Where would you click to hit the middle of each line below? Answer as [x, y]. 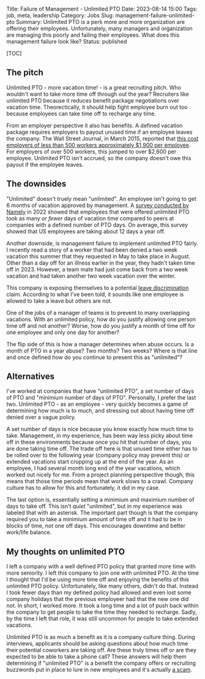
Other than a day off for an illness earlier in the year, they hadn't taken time [101, 263]
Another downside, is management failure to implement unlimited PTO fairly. [102, 243]
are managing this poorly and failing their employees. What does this [93, 35]
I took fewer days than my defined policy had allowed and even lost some [99, 592]
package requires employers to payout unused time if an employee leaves [99, 132]
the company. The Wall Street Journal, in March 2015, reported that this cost [102, 138]
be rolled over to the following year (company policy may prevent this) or [98, 455]
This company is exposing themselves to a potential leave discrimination [98, 287]
